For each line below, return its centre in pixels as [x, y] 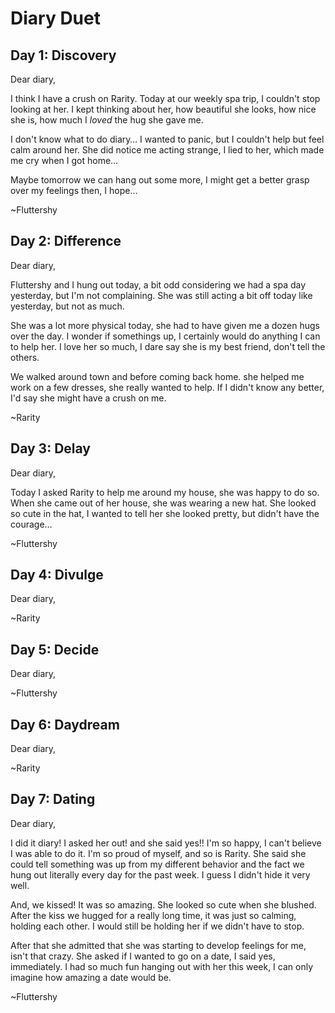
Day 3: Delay [50, 448]
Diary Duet [55, 18]
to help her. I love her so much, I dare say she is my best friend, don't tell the [168, 346]
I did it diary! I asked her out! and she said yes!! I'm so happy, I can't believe [166, 843]
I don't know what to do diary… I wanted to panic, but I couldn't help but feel [167, 139]
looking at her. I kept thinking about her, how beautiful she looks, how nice [163, 109]
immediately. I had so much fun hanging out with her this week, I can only [162, 966]
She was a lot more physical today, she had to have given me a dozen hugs [165, 325]
